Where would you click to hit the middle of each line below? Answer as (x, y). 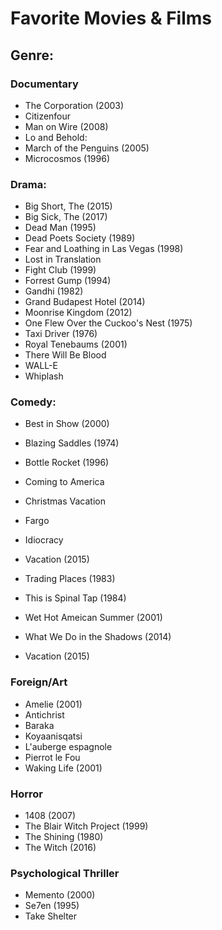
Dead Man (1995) (60, 228)
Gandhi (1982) (54, 291)
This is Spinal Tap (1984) (75, 598)
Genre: (32, 55)
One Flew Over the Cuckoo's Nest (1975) (108, 323)
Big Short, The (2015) (68, 206)
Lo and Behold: (56, 137)
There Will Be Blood (65, 355)
